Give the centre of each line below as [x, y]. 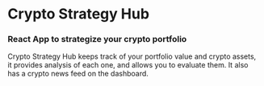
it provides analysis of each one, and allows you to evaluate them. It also [128, 65]
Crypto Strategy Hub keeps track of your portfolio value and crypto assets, [132, 56]
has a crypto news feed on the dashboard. [78, 74]
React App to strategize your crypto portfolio [97, 39]
